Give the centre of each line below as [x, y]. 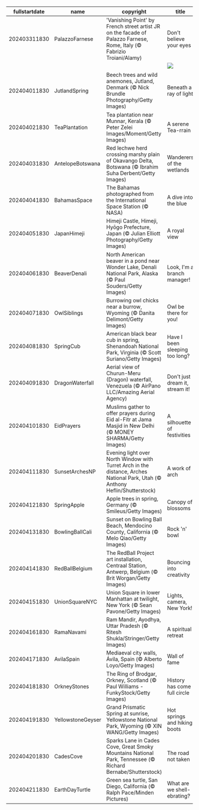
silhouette [179, 422]
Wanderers [180, 157]
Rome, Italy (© [124, 45]
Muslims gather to [128, 406]
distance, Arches [127, 472]
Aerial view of [123, 367]
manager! [179, 279]
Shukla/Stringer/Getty [133, 638]
